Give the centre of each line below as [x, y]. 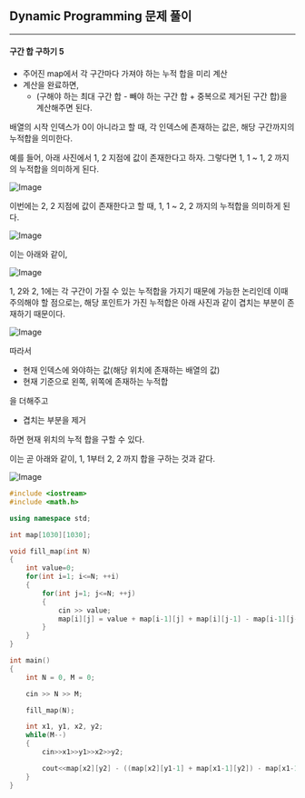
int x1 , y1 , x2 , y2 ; [64, 727]
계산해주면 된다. [64, 108]
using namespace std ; [50, 518]
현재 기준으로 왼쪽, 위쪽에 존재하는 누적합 [95, 382]
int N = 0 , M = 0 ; [60, 677]
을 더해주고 [29, 401]
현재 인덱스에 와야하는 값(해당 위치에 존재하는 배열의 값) [121, 370]
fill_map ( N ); [50, 710]
